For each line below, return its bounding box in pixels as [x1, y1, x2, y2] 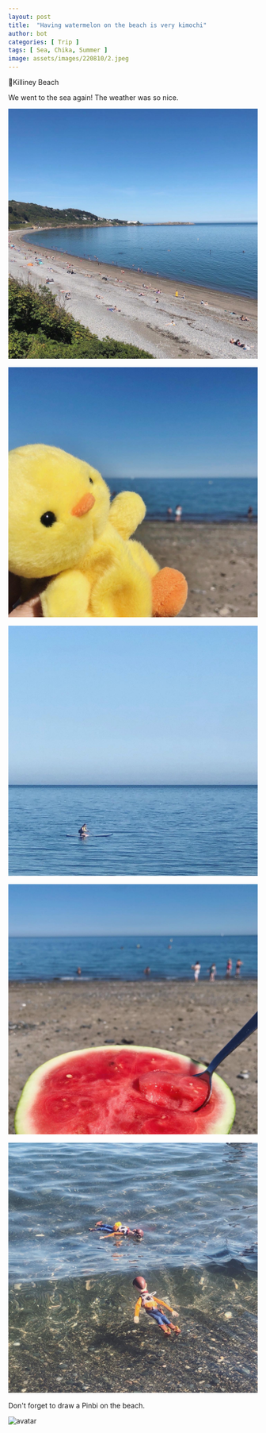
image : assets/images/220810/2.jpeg [8, 55, 129, 63]
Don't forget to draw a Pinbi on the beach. [8, 1401, 145, 1410]
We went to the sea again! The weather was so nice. [8, 93, 179, 102]
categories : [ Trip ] [8, 38, 80, 46]
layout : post [8, 13, 51, 21]
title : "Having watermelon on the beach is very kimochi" [8, 21, 207, 29]
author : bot [8, 29, 47, 37]
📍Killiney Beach [8, 78, 59, 87]
